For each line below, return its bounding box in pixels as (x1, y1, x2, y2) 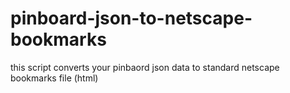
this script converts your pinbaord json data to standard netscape (10, 61, 280, 73)
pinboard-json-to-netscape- (10, 7, 253, 30)
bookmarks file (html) (10, 72, 99, 84)
